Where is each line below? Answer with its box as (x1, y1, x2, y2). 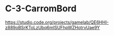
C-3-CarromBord (5, 3, 76, 14)
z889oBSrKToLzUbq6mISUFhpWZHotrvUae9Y (5, 24, 100, 30)
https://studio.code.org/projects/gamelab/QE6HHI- (5, 19, 109, 25)
